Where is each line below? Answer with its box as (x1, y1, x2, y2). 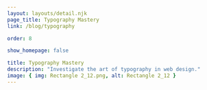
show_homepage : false (7, 47, 69, 55)
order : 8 (7, 35, 32, 42)
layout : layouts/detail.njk (7, 10, 88, 17)
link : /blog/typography (7, 22, 75, 29)
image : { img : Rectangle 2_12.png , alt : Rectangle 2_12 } (7, 72, 176, 79)
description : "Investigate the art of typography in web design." (7, 66, 201, 73)
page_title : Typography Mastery (7, 16, 99, 23)
